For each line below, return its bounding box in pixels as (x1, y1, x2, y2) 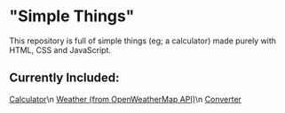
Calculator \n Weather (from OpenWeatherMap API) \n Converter (9, 94, 242, 104)
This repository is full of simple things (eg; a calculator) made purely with (9, 35, 277, 46)
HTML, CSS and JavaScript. (9, 44, 112, 55)
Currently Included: (9, 71, 120, 86)
